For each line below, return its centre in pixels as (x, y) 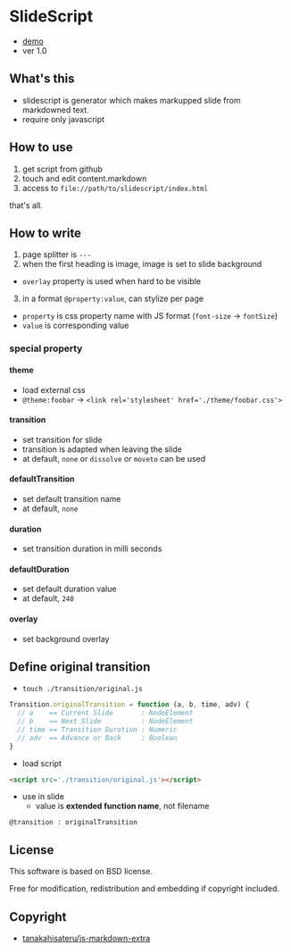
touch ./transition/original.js (82, 689)
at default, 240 (48, 598)
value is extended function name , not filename (122, 806)
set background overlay (66, 639)
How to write (46, 233)
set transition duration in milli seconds (92, 549)
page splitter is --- (57, 255)
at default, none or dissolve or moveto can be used (114, 458)
